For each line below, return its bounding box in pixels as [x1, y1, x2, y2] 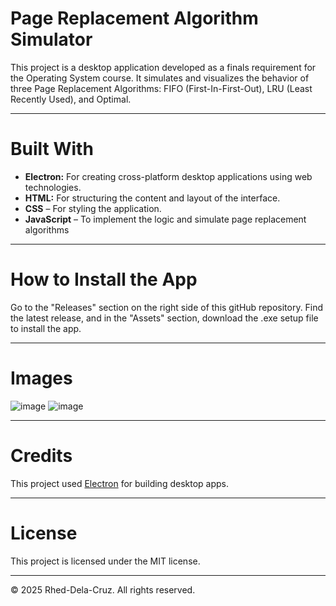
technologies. [24, 181, 82, 193]
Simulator [10, 28, 93, 51]
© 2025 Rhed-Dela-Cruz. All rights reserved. [10, 583, 196, 596]
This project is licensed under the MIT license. [10, 555, 201, 567]
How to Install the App [10, 268, 198, 291]
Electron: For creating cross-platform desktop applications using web [24, 170, 313, 182]
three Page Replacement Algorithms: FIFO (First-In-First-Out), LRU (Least [10, 82, 313, 94]
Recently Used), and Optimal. [10, 93, 132, 105]
